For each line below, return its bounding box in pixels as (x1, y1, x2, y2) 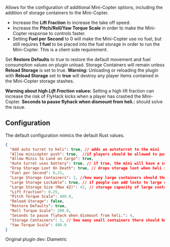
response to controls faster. (28, 30, 86, 36)
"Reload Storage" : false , (10, 199, 65, 204)
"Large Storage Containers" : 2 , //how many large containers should (10, 175, 157, 180)
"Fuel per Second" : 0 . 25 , (10, 170, 65, 176)
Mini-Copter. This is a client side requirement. (12, 47, 108, 52)
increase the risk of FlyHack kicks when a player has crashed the (5, 94, 141, 99)
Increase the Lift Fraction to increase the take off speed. (12, 20, 131, 25)
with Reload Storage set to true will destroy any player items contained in (5, 73, 159, 78)
